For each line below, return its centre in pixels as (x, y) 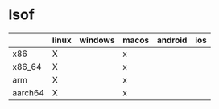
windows (97, 40)
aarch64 (29, 92)
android (172, 40)
